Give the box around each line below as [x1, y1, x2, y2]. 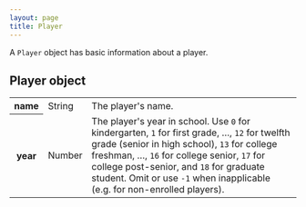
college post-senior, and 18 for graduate [91, 160, 266, 172]
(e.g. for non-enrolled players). [91, 182, 225, 195]
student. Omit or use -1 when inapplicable [91, 172, 270, 184]
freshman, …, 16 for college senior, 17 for [91, 149, 266, 162]
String [47, 99, 75, 112]
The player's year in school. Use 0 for [91, 114, 250, 127]
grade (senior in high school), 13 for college [91, 137, 278, 150]
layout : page [9, 13, 59, 23]
